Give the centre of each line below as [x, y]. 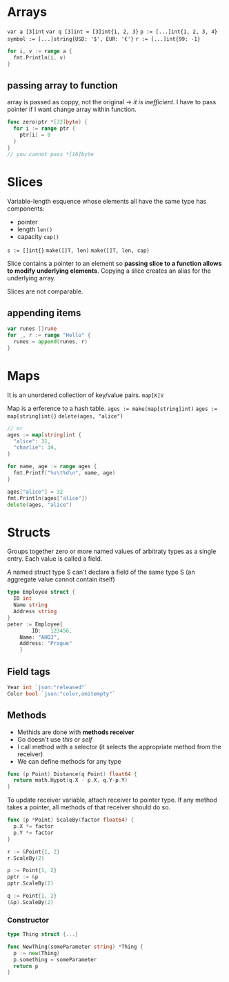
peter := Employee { [35, 624]
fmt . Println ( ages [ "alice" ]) [48, 498]
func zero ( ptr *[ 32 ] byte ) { [48, 122]
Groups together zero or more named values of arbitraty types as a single [112, 551]
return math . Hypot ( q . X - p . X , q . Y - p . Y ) [71, 780]
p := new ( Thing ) [37, 953]
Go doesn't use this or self [55, 739]
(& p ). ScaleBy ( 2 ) [30, 902]
